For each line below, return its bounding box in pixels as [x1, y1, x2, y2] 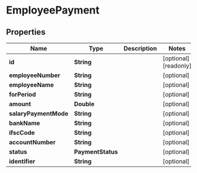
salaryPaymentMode [9, 109, 69, 118]
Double [74, 100, 95, 108]
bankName [9, 119, 40, 127]
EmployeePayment [6, 4, 100, 17]
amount [9, 100, 31, 108]
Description [123, 45, 157, 52]
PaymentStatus [74, 148, 118, 156]
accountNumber [9, 138, 56, 146]
